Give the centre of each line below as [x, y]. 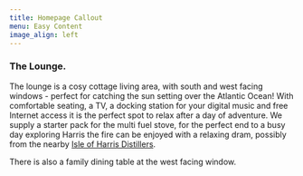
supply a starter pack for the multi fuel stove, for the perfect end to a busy [147, 124]
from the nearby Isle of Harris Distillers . [83, 144]
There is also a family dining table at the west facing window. [123, 161]
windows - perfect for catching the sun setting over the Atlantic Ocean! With [151, 95]
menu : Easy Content [46, 26]
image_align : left [44, 34]
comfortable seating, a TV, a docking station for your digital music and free [149, 105]
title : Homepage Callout [56, 18]
